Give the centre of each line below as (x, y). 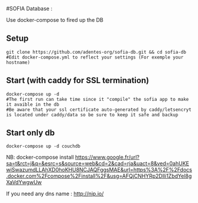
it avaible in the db (33, 104)
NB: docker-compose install (40, 157)
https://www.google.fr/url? (107, 157)
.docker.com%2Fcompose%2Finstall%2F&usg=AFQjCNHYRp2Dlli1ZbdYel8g (99, 176)
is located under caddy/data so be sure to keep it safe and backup (92, 114)
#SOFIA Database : (29, 9)
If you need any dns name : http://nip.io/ (55, 194)
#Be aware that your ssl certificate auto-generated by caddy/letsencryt (99, 109)
